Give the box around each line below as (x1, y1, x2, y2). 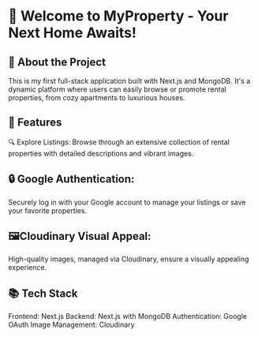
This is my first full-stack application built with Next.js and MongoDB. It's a (8, 77, 251, 85)
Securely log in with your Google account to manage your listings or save (8, 197, 246, 207)
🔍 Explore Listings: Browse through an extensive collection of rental (8, 137, 230, 147)
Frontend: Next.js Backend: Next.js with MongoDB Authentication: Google (8, 312, 247, 321)
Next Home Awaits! (8, 24, 136, 42)
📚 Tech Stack (8, 286, 78, 300)
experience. (8, 263, 47, 272)
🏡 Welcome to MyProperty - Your (8, 7, 229, 25)
